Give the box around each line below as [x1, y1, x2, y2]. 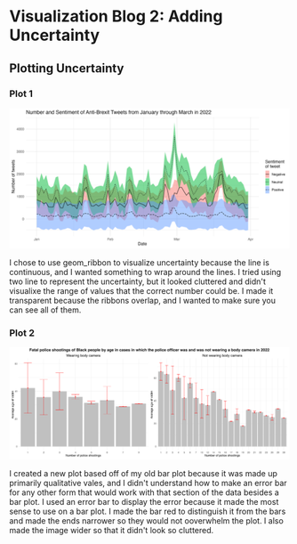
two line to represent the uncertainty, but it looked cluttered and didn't [9, 276, 267, 287]
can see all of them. [9, 304, 82, 315]
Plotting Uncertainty [9, 61, 124, 76]
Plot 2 [9, 327, 36, 339]
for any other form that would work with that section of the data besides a [9, 487, 280, 498]
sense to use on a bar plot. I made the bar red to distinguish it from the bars [9, 506, 286, 517]
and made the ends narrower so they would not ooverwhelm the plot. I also [9, 516, 285, 526]
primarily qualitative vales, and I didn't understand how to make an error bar [9, 478, 287, 489]
